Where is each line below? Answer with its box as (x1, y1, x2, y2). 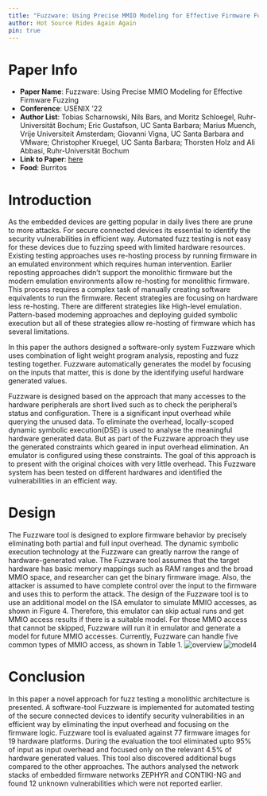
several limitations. (8, 327, 70, 336)
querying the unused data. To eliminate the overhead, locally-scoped (8, 417, 234, 426)
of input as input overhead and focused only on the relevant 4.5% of (8, 745, 232, 755)
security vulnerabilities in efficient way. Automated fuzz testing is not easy (8, 234, 252, 243)
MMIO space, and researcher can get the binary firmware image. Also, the (8, 573, 252, 582)
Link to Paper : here (19, 154, 83, 164)
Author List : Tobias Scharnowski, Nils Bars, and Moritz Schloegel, (19, 112, 236, 122)
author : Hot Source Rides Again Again (8, 19, 137, 27)
